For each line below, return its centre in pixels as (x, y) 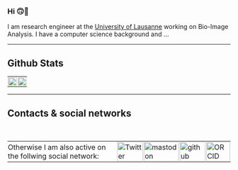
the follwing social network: (53, 156)
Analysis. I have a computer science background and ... (88, 34)
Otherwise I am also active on (57, 147)
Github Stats (35, 63)
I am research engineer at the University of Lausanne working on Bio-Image (118, 27)
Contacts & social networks (69, 113)
